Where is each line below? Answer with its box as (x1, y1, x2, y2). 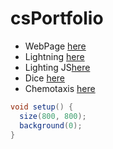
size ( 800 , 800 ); (19, 111, 87, 121)
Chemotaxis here (24, 82, 96, 94)
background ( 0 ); (19, 120, 83, 131)
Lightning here (24, 50, 85, 62)
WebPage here (24, 40, 87, 52)
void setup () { (10, 102, 74, 112)
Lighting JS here (24, 61, 91, 73)
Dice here (24, 72, 66, 84)
